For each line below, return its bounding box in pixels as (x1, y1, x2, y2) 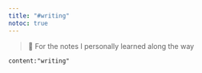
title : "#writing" (8, 11, 70, 20)
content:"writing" (8, 57, 70, 65)
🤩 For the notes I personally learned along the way (27, 41, 195, 51)
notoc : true (8, 19, 48, 27)
